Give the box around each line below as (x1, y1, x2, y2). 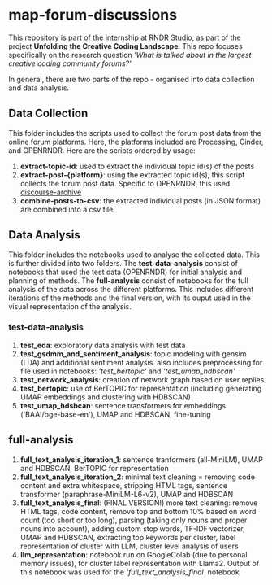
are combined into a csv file (19, 204, 114, 214)
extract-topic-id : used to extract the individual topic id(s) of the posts (19, 161, 255, 171)
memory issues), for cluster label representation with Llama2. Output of (19, 558, 260, 568)
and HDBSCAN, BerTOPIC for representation (19, 463, 169, 473)
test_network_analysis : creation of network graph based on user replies (19, 374, 265, 384)
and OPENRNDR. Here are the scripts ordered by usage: (8, 145, 196, 155)
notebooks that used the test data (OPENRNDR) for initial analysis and (8, 267, 242, 277)
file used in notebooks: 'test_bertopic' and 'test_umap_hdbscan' (19, 366, 235, 376)
